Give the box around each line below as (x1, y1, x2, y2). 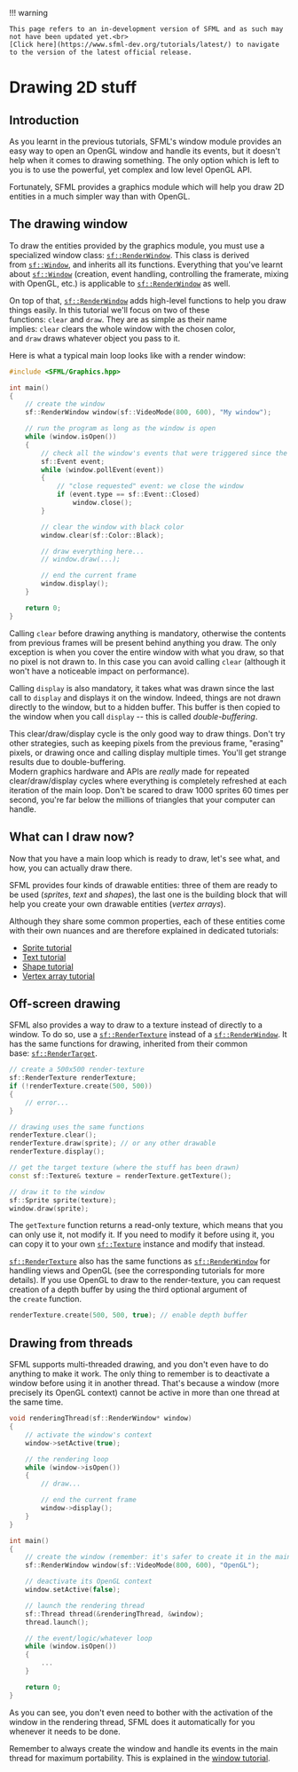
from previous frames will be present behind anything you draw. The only (9, 637, 277, 648)
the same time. (9, 1397, 64, 1407)
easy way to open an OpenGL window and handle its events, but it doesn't (9, 146, 281, 156)
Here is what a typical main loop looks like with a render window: (9, 350, 247, 360)
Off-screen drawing (9, 996, 122, 1011)
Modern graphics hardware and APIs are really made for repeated (9, 766, 250, 776)
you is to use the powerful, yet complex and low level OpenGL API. (9, 164, 253, 175)
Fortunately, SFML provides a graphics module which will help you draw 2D (9, 182, 285, 192)
